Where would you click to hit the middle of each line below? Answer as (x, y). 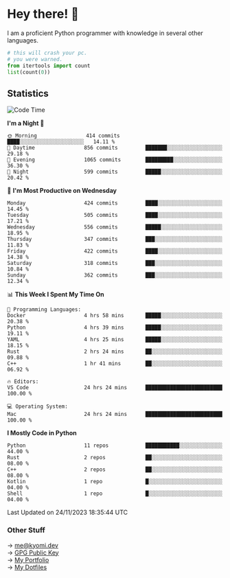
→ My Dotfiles (27, 567)
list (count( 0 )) (29, 72)
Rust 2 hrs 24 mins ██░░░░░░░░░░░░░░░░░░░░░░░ (115, 352)
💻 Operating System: (38, 407)
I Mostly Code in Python (42, 433)
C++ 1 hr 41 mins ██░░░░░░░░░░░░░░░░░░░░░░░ (115, 364)
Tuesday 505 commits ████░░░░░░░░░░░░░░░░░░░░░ (115, 216)
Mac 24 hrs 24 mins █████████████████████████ (115, 415)
